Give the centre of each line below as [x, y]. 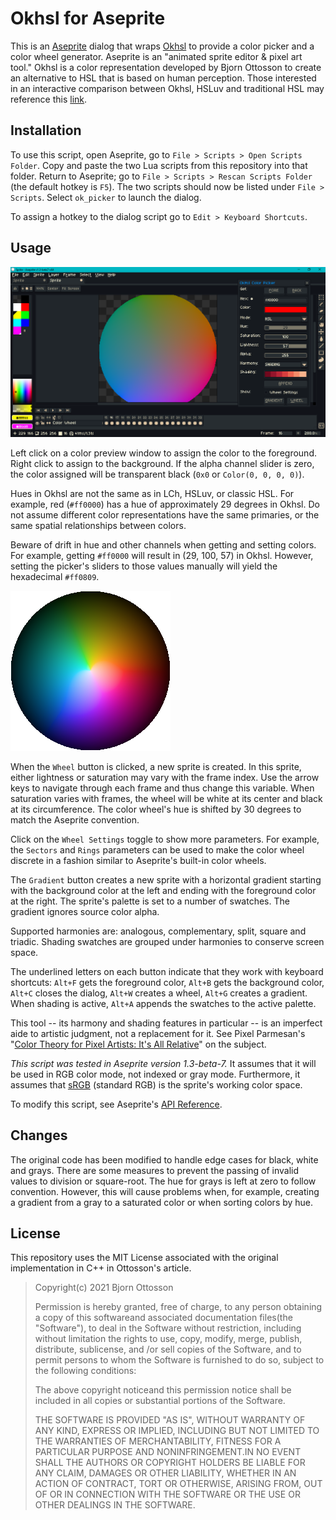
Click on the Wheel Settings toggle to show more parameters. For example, [165, 839]
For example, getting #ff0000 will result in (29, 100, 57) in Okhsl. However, [162, 555]
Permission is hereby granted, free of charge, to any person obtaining [178, 1307]
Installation [46, 130]
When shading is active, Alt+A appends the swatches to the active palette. [163, 1003]
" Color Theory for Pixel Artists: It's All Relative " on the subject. [138, 1044]
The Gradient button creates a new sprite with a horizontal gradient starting [166, 879]
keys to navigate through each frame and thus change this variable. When [162, 788]
